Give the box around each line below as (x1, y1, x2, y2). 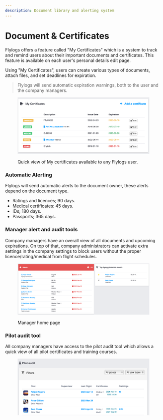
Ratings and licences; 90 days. (12, 198, 76, 204)
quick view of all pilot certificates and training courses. (5, 349, 118, 355)
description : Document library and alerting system (5, 8, 114, 13)
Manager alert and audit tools (5, 226, 78, 233)
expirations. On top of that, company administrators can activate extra (5, 243, 149, 249)
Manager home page (17, 320, 61, 326)
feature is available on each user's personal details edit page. (5, 57, 131, 63)
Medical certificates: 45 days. (12, 203, 74, 209)
